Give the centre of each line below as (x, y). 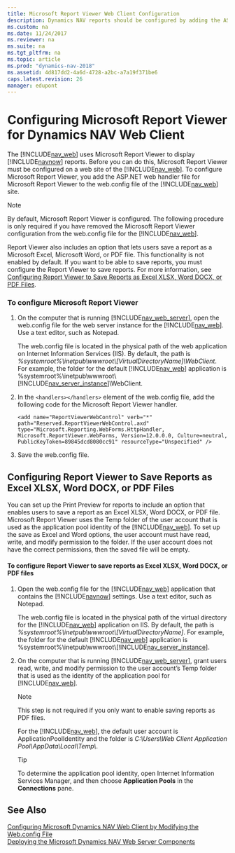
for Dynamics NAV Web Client (96, 135)
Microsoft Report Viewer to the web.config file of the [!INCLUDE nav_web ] (113, 184)
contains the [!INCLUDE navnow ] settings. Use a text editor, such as (114, 596)
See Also (27, 810)
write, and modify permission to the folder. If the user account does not (110, 542)
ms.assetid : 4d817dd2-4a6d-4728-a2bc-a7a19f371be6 (83, 72)
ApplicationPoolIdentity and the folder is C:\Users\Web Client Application (122, 738)
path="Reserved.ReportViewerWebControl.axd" (83, 424)
